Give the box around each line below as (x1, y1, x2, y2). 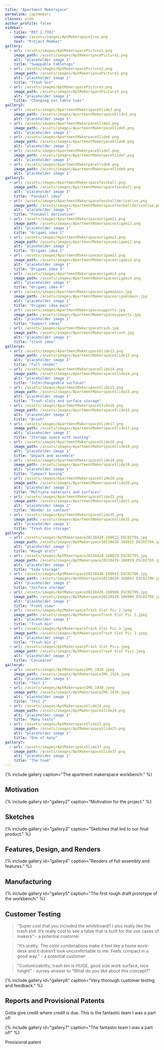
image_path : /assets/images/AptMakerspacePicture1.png (14, 52, 128, 58)
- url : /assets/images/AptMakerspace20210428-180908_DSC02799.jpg (9, 589, 147, 595)
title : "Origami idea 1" (14, 230, 64, 235)
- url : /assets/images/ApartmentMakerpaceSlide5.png (9, 121, 119, 126)
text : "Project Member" (14, 39, 62, 44)
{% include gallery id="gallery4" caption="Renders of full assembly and (5, 858, 150, 864)
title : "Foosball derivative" (14, 212, 76, 217)
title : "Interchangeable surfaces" (14, 380, 86, 385)
